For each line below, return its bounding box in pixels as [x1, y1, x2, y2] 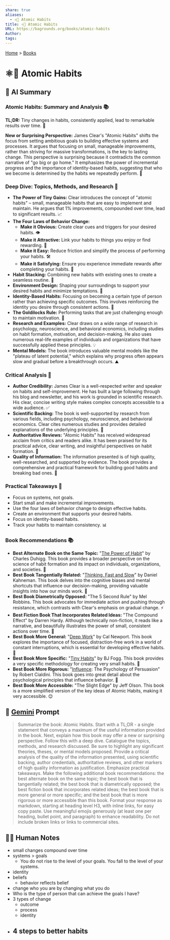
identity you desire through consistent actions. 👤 [12, 304, 114, 310]
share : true [5, 7, 30, 13]
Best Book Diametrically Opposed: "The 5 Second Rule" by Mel [12, 593, 147, 599]
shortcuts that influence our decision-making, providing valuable [12, 582, 148, 588]
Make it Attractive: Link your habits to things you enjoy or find [20, 237, 151, 243]
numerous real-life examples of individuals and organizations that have [12, 337, 161, 343]
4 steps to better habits [12, 927, 88, 935]
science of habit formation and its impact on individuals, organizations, [12, 561, 161, 567]
